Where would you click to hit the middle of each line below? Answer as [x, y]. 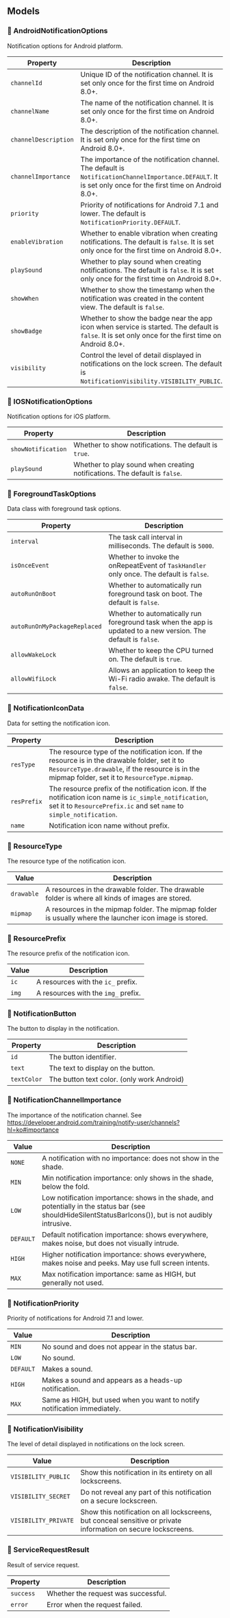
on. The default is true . [145, 659]
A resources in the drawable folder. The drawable [125, 889]
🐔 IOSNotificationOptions [50, 401]
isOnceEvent [30, 566]
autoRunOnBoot [34, 594]
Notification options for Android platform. [65, 46]
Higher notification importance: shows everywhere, [124, 1254]
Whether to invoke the [144, 557]
